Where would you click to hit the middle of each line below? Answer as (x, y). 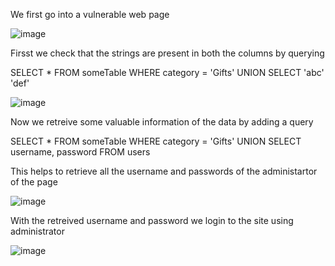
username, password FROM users (80, 152)
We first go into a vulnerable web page (90, 14)
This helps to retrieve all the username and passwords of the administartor (164, 171)
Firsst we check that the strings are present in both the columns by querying (167, 53)
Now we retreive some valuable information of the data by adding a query (162, 122)
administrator (37, 231)
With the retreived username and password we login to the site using (152, 220)
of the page (34, 182)
